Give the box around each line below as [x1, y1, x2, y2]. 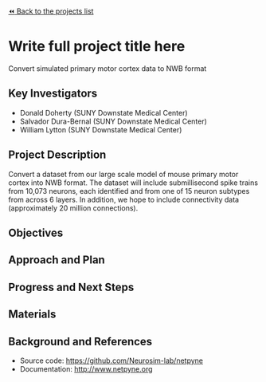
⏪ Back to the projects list [8, 6, 94, 16]
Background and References [8, 334, 153, 349]
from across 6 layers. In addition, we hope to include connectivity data [8, 195, 240, 204]
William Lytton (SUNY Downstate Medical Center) [19, 124, 182, 134]
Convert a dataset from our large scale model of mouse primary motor [8, 169, 239, 179]
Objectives [8, 226, 64, 239]
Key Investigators [8, 87, 98, 100]
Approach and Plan [8, 254, 105, 267]
